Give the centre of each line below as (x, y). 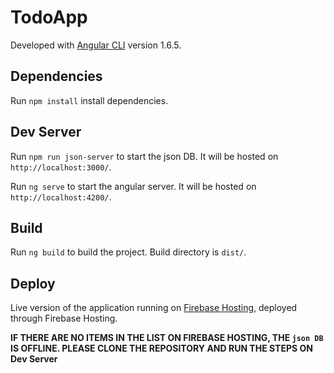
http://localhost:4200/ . (61, 197)
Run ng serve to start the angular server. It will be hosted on (133, 186)
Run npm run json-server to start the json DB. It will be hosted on (144, 156)
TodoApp (49, 17)
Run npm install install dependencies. (89, 100)
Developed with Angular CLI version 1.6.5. (96, 45)
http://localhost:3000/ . (61, 167)
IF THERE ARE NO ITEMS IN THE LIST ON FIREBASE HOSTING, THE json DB (167, 338)
